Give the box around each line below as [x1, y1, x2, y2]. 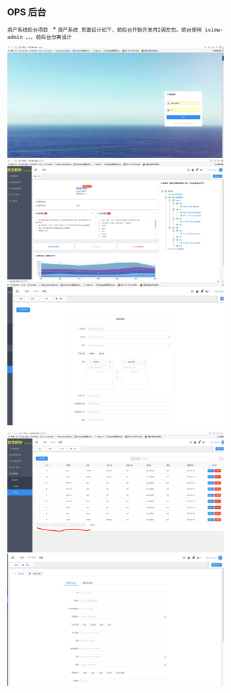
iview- [204, 26, 223, 33]
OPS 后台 [7, 6, 47, 19]
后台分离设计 [41, 34, 72, 41]
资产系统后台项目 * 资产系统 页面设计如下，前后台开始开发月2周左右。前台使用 [7, 25, 202, 33]
